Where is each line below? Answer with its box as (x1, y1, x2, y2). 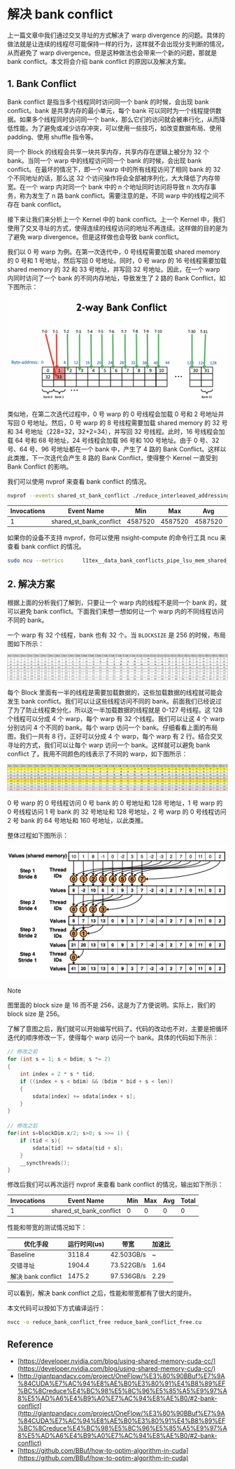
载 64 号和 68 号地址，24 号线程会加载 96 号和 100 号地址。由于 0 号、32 (7, 436, 220, 444)
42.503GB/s (110, 1250, 146, 1259)
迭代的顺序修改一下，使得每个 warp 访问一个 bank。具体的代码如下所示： (7, 1033, 219, 1042)
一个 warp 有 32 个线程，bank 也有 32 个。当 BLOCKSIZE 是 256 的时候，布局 (7, 631, 226, 639)
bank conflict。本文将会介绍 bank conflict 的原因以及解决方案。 (7, 57, 190, 65)
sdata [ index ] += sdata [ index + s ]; (32, 1092, 136, 1100)
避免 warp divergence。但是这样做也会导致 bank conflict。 (13, 232, 183, 241)
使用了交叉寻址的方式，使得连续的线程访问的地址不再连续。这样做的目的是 (7, 224, 222, 232)
